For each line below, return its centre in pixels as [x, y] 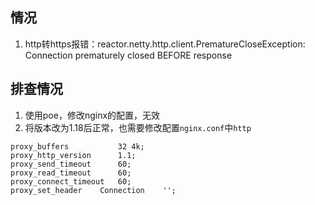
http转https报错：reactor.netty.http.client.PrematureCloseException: [165, 44]
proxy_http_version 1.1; [73, 155]
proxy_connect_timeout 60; [71, 181]
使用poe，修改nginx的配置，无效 [92, 115]
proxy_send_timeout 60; [71, 164]
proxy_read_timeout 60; [71, 173]
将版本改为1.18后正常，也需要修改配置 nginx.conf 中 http [138, 127]
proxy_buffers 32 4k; [77, 146]
